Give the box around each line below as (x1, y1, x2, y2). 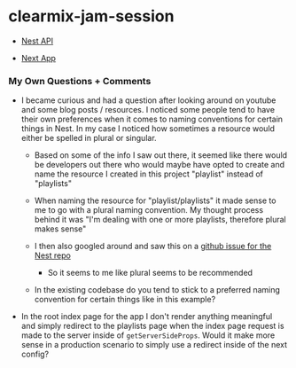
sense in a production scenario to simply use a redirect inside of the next (20, 340, 288, 350)
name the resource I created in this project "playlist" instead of (34, 168, 263, 179)
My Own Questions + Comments (8, 74, 152, 87)
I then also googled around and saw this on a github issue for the (34, 241, 272, 252)
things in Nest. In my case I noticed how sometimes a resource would (20, 123, 276, 134)
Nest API (20, 35, 54, 46)
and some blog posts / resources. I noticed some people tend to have (20, 105, 276, 115)
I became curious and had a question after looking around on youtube (20, 95, 277, 106)
